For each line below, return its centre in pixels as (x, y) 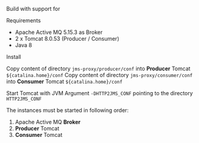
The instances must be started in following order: (67, 110)
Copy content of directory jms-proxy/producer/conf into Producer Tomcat (98, 68)
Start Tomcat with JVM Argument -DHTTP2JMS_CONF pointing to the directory (100, 93)
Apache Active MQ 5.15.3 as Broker (59, 32)
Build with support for (33, 9)
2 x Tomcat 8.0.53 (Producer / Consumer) (67, 38)
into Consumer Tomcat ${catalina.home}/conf (64, 81)
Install (14, 57)
